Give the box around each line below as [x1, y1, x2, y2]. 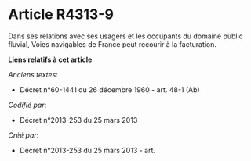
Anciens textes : [8, 70, 59, 79]
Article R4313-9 [8, 5, 114, 23]
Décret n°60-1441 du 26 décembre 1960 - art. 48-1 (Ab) [19, 84, 200, 95]
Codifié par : [8, 100, 47, 109]
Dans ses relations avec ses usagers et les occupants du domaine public [8, 31, 243, 41]
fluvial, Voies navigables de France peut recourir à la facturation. [8, 39, 217, 48]
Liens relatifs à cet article [8, 55, 93, 64]
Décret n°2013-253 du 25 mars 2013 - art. [19, 145, 155, 155]
